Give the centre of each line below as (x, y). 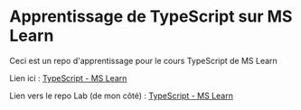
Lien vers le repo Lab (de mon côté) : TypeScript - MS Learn (121, 96)
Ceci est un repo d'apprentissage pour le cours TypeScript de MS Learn (143, 60)
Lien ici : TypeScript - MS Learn (68, 78)
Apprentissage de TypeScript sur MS (151, 17)
